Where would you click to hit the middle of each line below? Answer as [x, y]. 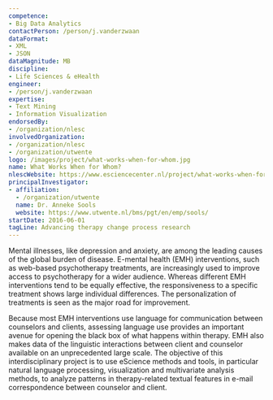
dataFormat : [28, 39]
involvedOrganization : [47, 137]
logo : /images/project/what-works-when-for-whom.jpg [100, 159]
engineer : [25, 84]
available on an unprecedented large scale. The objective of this [116, 353]
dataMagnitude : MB [39, 62]
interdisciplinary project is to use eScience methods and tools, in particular [133, 362]
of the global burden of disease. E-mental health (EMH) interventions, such [134, 259]
